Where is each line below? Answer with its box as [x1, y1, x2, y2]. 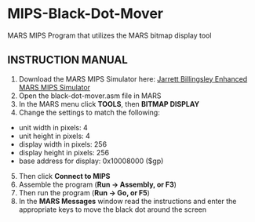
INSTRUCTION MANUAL [7, 53, 129, 67]
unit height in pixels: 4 [18, 131, 91, 140]
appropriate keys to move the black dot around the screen [18, 205, 207, 214]
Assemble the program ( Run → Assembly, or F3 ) [18, 180, 177, 189]
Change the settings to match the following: [18, 107, 160, 117]
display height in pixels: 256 [18, 147, 110, 157]
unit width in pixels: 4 [18, 122, 88, 132]
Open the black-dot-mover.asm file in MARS [18, 91, 162, 100]
